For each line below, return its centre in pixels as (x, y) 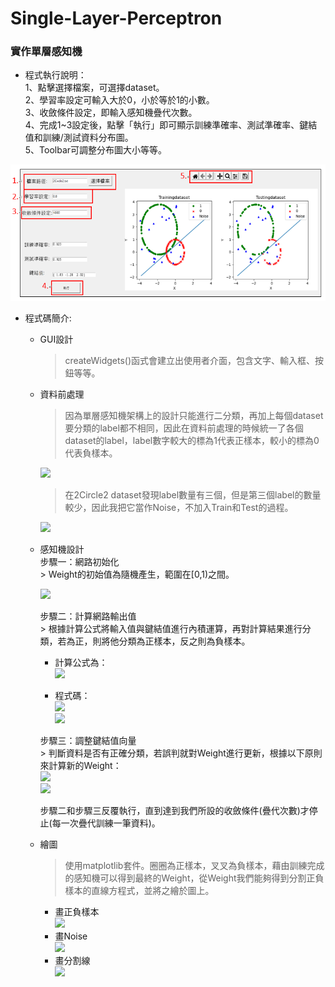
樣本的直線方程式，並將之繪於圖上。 (139, 891)
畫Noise (71, 936)
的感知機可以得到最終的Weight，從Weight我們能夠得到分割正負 (194, 878)
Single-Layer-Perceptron (116, 18)
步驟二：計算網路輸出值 (88, 616)
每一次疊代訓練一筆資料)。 (106, 823)
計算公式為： (81, 663)
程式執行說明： (55, 75)
